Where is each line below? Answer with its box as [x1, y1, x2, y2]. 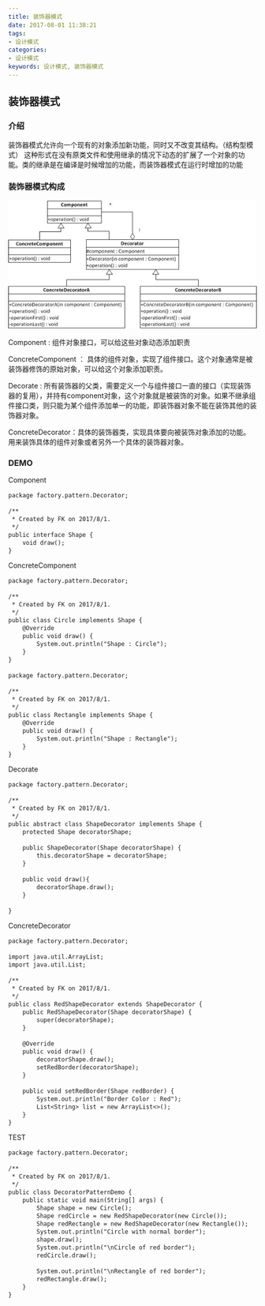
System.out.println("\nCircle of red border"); [36, 1244, 196, 1252]
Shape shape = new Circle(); [36, 1204, 132, 1212]
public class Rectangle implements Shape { [8, 711, 154, 719]
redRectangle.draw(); [36, 1275, 108, 1283]
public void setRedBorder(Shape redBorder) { [22, 1087, 175, 1095]
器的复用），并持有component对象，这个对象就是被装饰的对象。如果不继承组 [8, 391, 256, 400]
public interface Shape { [8, 531, 93, 539]
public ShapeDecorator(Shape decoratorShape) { [22, 844, 181, 852]
